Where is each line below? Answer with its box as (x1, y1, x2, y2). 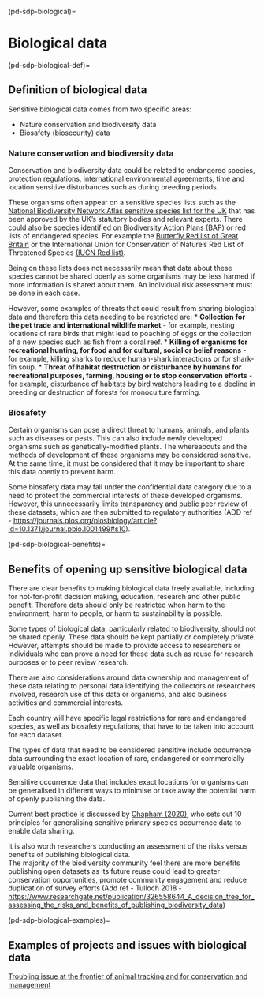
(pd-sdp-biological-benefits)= (8, 540, 106, 549)
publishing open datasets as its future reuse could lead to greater (8, 867, 221, 876)
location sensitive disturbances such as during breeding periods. (8, 182, 219, 192)
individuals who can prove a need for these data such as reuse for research (8, 649, 254, 658)
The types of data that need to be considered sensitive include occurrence (8, 745, 251, 755)
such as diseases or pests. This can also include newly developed (8, 433, 223, 443)
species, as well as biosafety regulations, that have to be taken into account (8, 722, 255, 731)
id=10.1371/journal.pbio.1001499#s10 (8, 524, 126, 534)
